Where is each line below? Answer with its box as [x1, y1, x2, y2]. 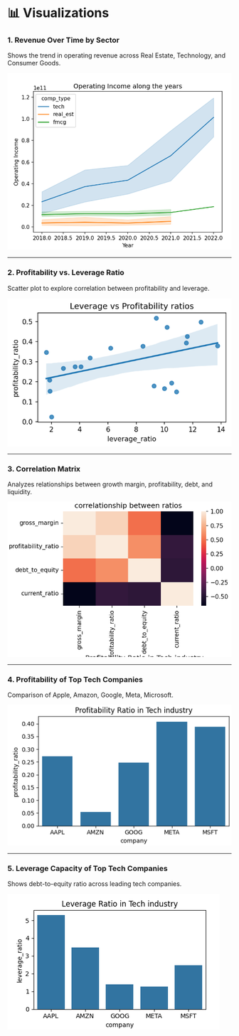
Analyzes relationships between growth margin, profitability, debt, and [7, 480, 213, 488]
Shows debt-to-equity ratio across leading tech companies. [7, 880, 182, 888]
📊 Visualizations [7, 5, 110, 21]
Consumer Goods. [7, 59, 61, 68]
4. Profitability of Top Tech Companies [7, 674, 144, 684]
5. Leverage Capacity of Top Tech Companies [7, 863, 169, 873]
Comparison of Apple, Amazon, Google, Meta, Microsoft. [7, 690, 174, 699]
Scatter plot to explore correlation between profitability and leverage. [7, 284, 210, 292]
